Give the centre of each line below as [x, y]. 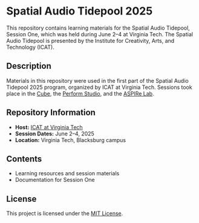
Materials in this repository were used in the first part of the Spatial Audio [97, 80]
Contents [24, 159]
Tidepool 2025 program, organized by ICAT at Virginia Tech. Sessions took [99, 87]
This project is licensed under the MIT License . [65, 213]
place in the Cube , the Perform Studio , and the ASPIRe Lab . [80, 93]
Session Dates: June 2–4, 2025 [55, 134]
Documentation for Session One [55, 180]
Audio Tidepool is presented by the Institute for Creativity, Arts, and [90, 40]
